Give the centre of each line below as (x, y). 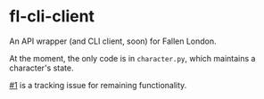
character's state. (41, 68)
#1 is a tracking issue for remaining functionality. (98, 85)
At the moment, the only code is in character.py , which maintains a (132, 58)
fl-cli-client (52, 16)
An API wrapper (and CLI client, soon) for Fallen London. (113, 41)
